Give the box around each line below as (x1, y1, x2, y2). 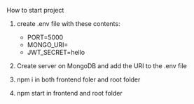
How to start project (6, 6, 64, 14)
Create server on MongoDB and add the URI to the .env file (16, 62, 187, 70)
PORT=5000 (27, 33, 64, 41)
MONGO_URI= (27, 41, 69, 48)
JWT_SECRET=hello (27, 48, 85, 56)
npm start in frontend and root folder (16, 89, 123, 97)
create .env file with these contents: (16, 20, 120, 27)
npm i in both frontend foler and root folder (16, 75, 141, 84)
